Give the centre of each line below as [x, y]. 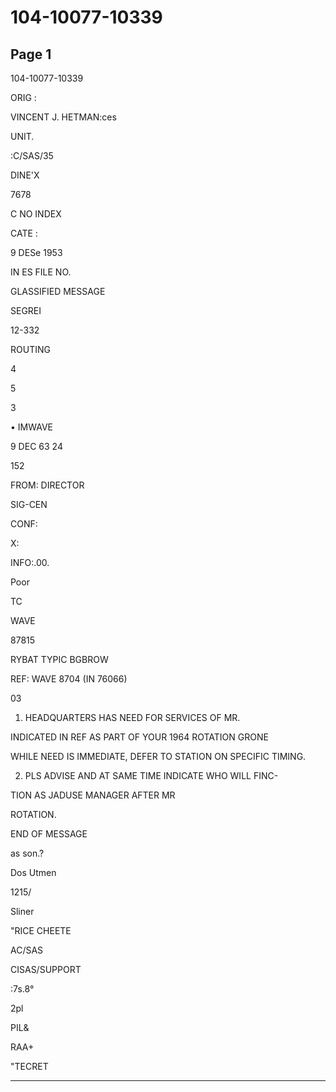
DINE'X [25, 175]
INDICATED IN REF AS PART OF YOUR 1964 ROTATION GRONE [139, 737]
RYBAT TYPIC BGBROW [59, 659]
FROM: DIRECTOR [47, 485]
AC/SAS [27, 950]
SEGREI [26, 310]
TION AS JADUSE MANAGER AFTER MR [93, 795]
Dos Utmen [33, 872]
